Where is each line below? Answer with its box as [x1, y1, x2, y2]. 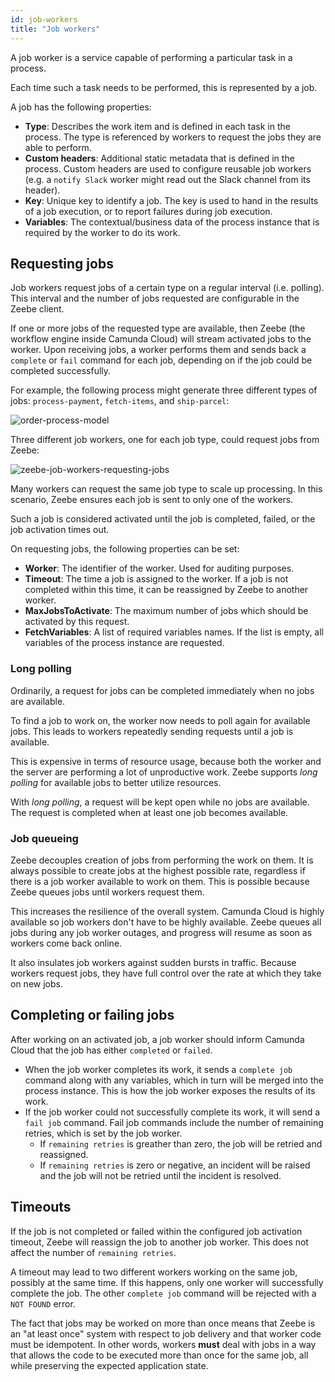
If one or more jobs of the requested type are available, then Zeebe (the [10, 322, 306, 335]
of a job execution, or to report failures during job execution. [24, 205, 273, 217]
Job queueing [10, 831, 79, 845]
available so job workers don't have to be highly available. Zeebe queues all [10, 916, 322, 928]
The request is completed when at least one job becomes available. [10, 806, 289, 818]
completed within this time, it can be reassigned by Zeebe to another [24, 584, 309, 596]
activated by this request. [24, 616, 130, 628]
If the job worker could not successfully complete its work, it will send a [24, 1106, 321, 1118]
